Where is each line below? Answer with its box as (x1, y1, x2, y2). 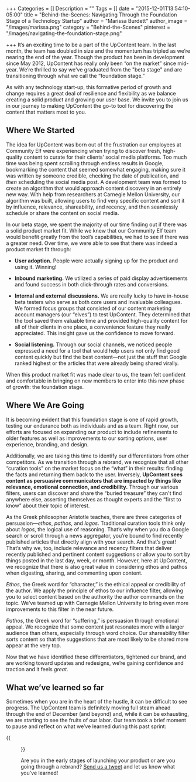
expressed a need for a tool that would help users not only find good (14, 347, 180, 354)
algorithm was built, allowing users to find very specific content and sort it (6, 197, 185, 204)
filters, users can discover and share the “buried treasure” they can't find (6, 489, 183, 497)
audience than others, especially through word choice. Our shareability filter (6, 629, 190, 636)
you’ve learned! (20, 770, 59, 777)
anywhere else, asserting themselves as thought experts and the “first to (6, 496, 181, 503)
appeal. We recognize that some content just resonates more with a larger (6, 623, 184, 630)
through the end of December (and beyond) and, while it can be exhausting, (6, 711, 189, 718)
